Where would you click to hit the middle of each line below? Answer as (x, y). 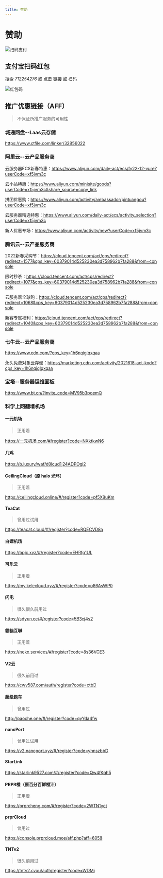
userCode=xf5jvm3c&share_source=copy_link (51, 189)
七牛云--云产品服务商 (30, 342)
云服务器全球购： (22, 297)
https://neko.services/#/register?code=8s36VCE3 (55, 652)
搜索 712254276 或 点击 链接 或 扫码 (41, 79)
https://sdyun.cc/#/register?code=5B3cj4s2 (49, 619)
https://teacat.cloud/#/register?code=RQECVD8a (54, 529)
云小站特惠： (18, 184)
